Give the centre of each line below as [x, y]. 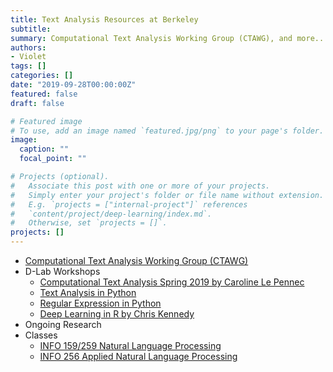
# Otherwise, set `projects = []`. [89, 223]
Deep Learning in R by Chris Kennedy [117, 314]
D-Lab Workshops [62, 271]
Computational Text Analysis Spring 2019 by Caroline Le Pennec [172, 282]
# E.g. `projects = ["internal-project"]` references [129, 204]
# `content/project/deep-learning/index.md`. [111, 214]
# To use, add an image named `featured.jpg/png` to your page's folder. [167, 131]
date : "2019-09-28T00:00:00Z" [73, 85]
